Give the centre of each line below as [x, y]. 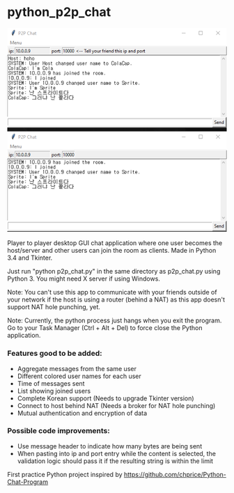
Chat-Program [28, 482]
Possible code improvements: [58, 431]
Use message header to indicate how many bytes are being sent [110, 446]
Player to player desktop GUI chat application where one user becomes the [115, 243]
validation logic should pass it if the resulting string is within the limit [115, 461]
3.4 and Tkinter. [30, 258]
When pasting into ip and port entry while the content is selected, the [116, 453]
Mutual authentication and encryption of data [82, 413]
